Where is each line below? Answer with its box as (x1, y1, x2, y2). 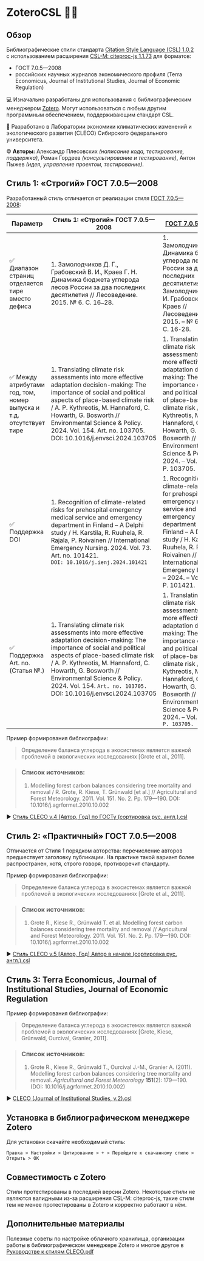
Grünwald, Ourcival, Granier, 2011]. (21, 1035, 108, 1042)
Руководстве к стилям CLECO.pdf (6, 1248, 94, 1255)
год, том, (9, 388, 36, 396)
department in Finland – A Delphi (50, 521, 144, 529)
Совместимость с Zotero (6, 1172, 106, 1182)
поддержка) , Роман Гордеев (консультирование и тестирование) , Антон (6, 154, 195, 161)
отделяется (9, 279, 44, 287)
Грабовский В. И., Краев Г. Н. (50, 268, 138, 276)
